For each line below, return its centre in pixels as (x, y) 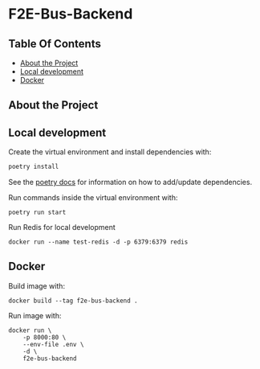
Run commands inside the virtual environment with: (93, 198)
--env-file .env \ (53, 344)
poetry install (34, 167)
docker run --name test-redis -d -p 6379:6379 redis (98, 242)
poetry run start (37, 213)
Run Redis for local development (62, 228)
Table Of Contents (55, 44)
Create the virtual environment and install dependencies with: (110, 152)
